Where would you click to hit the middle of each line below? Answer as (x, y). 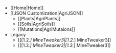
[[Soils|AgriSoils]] (36, 24)
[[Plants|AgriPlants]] (39, 18)
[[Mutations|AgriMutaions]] (47, 29)
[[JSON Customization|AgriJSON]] (47, 13)
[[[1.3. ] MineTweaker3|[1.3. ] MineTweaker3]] (64, 45)
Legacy (18, 35)
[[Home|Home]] (27, 8)
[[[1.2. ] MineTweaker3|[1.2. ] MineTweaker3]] (64, 40)
